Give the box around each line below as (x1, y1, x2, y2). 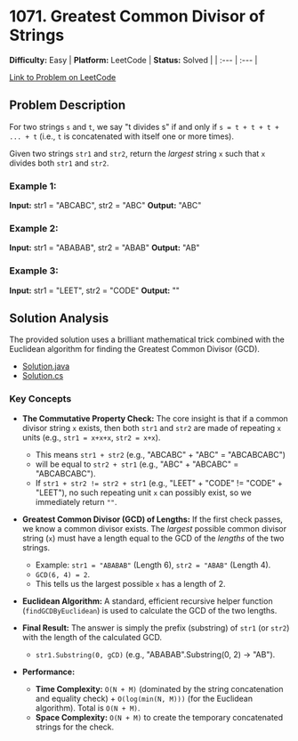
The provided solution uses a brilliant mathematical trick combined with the (9, 334, 285, 345)
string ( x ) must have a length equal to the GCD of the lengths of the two (21, 533, 285, 543)
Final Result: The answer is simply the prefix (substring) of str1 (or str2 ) (21, 622, 290, 633)
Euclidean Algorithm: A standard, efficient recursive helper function (21, 595, 273, 607)
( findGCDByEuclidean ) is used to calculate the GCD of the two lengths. (21, 605, 278, 615)
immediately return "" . (35, 496, 117, 507)
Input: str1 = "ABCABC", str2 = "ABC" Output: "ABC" (9, 200, 202, 211)
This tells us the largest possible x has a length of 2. (35, 578, 226, 589)
